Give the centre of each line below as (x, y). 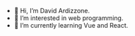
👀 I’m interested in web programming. (69, 18)
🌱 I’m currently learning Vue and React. (71, 25)
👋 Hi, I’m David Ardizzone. (52, 11)
